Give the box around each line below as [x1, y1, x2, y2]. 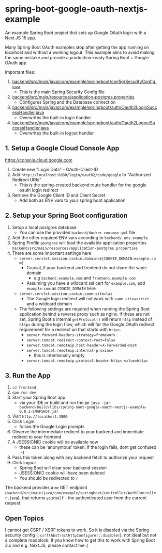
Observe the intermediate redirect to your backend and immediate [12, 429, 144, 435]
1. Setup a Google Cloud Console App [5, 144, 119, 152]
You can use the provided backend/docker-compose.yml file [19, 229, 135, 235]
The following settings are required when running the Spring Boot [19, 306, 150, 311]
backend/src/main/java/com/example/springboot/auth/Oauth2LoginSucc [12, 104, 158, 110]
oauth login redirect [19, 187, 59, 193]
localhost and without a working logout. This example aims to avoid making [5, 49, 155, 55]
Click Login [12, 419, 35, 424]
